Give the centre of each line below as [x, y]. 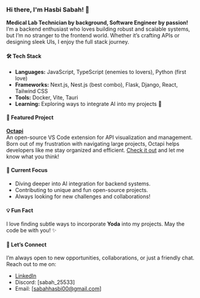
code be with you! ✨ [32, 231]
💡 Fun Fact [20, 210]
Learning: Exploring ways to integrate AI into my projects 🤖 [88, 104]
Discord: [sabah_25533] [45, 282]
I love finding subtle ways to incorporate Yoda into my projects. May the [95, 224]
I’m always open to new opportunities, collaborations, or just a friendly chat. [100, 258]
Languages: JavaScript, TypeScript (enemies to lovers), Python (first [101, 72]
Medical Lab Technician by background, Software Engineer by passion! [97, 23]
